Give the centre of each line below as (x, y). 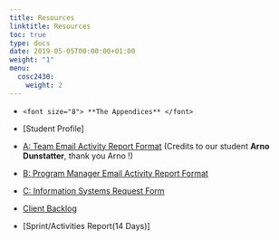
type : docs (30, 43)
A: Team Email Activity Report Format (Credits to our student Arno (146, 146)
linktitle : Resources (50, 26)
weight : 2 (44, 85)
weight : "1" (32, 60)
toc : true (28, 34)
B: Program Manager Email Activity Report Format (115, 173)
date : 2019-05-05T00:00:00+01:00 (72, 52)
